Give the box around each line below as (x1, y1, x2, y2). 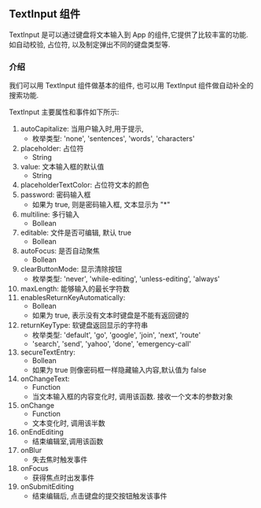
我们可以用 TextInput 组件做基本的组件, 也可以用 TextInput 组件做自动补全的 (9, 81, 254, 91)
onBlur (20, 446, 42, 455)
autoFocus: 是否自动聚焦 (20, 247, 101, 256)
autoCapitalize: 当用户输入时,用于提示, (20, 124, 144, 134)
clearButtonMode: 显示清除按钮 (20, 265, 123, 274)
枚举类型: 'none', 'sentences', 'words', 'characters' (31, 134, 195, 143)
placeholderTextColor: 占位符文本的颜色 (20, 180, 149, 190)
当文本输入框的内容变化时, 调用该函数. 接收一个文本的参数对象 (31, 392, 233, 402)
